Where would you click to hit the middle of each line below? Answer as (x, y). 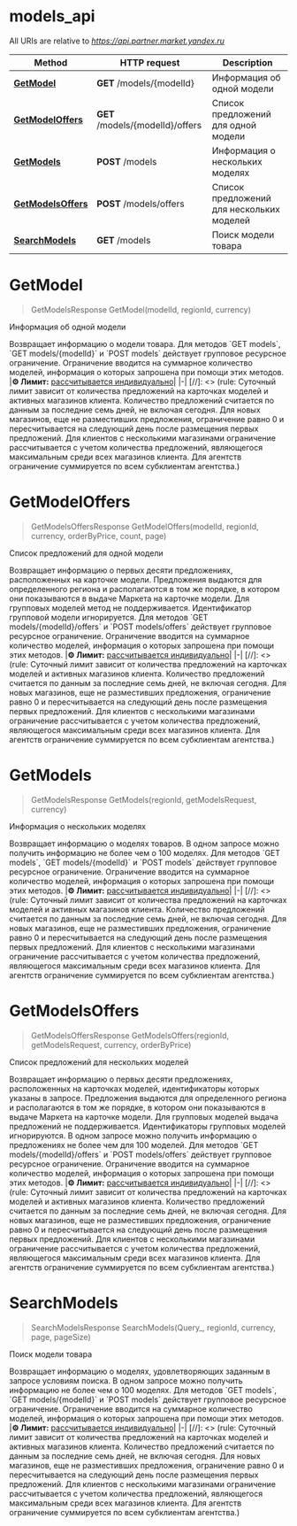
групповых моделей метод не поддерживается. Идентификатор (130, 607)
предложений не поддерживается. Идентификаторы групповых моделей (148, 1126)
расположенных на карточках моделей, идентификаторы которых (134, 1088)
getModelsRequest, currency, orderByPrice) (111, 1044)
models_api (52, 16)
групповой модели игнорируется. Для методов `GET (109, 617)
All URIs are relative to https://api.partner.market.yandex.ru (117, 41)
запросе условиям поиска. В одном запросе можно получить (126, 1380)
